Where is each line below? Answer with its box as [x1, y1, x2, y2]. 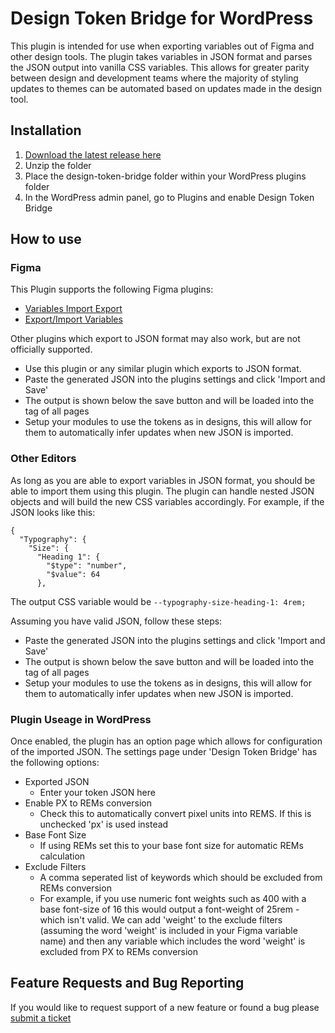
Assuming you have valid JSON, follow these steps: [10, 615, 223, 627]
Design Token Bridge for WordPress [10, 7, 314, 30]
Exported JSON [24, 776, 90, 788]
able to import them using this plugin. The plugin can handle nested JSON [10, 485, 315, 497]
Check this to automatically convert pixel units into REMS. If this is [39, 808, 312, 820]
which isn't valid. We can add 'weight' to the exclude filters [39, 914, 283, 926]
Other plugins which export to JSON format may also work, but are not [10, 333, 301, 345]
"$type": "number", [46, 560, 128, 571]
